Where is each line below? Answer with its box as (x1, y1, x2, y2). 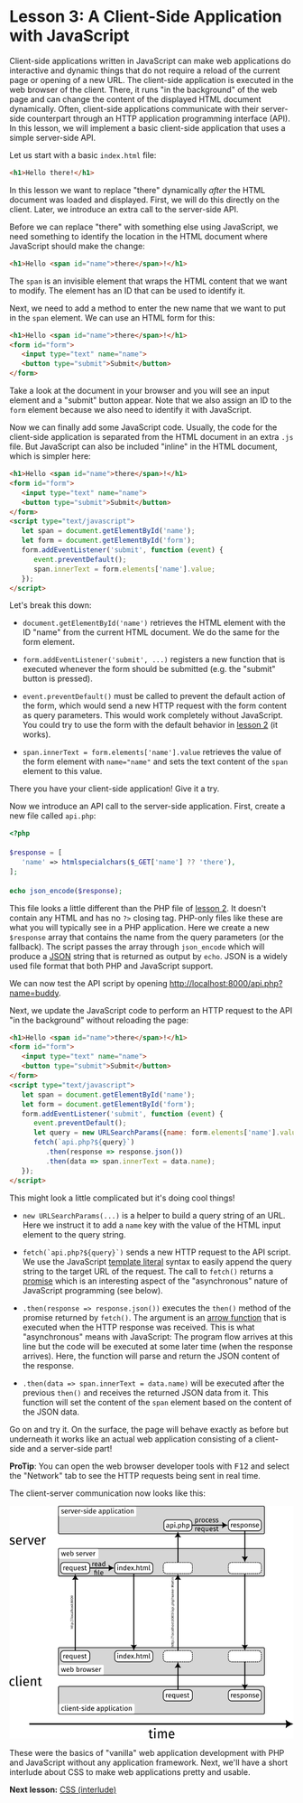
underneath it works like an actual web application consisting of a (9, 1434, 253, 1444)
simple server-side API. (9, 132, 96, 143)
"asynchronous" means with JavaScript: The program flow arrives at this (22, 1331, 293, 1342)
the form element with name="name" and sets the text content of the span (22, 756, 289, 767)
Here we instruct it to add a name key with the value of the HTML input (22, 1219, 281, 1230)
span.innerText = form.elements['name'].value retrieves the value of (22, 747, 282, 758)
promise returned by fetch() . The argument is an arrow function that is (22, 1312, 287, 1322)
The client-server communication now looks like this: (9, 1488, 206, 1499)
